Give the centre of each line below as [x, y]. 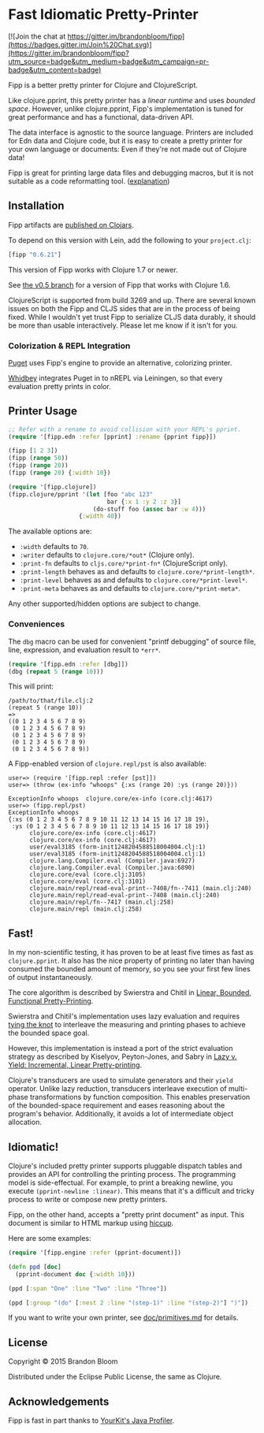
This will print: [31, 686]
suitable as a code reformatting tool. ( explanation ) [89, 181]
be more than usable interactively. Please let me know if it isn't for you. [123, 325]
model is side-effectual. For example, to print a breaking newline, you [121, 1182]
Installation [36, 206]
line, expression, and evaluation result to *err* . [85, 650]
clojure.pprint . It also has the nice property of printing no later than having [131, 961]
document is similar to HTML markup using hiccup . [91, 1223]
